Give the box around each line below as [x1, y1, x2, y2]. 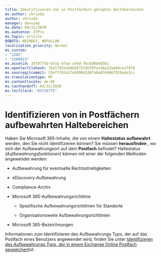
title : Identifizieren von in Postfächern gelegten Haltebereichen [5, 7, 144, 12]
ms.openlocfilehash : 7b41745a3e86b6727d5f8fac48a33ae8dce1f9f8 [5, 66, 135, 71]
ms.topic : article [5, 34, 42, 39]
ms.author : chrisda [5, 12, 44, 16]
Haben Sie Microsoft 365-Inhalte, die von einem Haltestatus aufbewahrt [5, 135, 151, 141]
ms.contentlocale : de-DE [5, 79, 55, 84]
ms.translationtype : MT [5, 75, 53, 80]
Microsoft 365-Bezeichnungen [12, 222, 73, 228]
